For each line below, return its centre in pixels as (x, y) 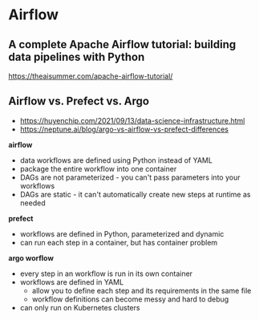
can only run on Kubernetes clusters (80, 307)
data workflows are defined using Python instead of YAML (116, 160)
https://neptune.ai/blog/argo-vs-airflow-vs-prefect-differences (124, 129)
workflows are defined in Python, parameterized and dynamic (122, 233)
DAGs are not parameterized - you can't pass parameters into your (130, 177)
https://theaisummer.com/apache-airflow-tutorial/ (91, 76)
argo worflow (31, 257)
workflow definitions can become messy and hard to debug (130, 299)
